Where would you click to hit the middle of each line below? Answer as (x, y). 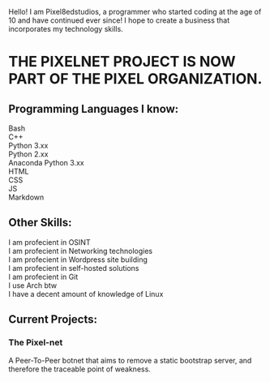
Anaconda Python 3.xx (46, 163)
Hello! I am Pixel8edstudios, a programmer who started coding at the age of (135, 12)
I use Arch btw (33, 285)
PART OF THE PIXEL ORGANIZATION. (135, 79)
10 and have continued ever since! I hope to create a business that (119, 20)
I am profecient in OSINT (49, 242)
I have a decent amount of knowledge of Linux (86, 294)
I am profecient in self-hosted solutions (74, 268)
